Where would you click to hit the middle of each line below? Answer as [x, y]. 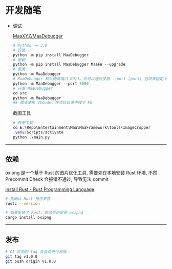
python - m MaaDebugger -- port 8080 [51, 83]
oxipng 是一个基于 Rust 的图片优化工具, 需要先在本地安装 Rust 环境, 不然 [81, 172]
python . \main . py [31, 137]
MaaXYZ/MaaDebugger [38, 36]
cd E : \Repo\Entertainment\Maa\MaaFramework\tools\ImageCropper [82, 128]
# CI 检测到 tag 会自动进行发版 [36, 252]
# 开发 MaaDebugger [33, 88]
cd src [20, 93]
